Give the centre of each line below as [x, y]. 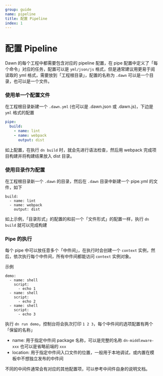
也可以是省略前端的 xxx [43, 346]
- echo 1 [27, 289]
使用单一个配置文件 [27, 95]
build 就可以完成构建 [26, 225]
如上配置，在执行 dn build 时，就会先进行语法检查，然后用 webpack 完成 [79, 150]
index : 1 [14, 23]
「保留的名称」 [20, 330]
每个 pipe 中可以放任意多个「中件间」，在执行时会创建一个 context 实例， [78, 251]
